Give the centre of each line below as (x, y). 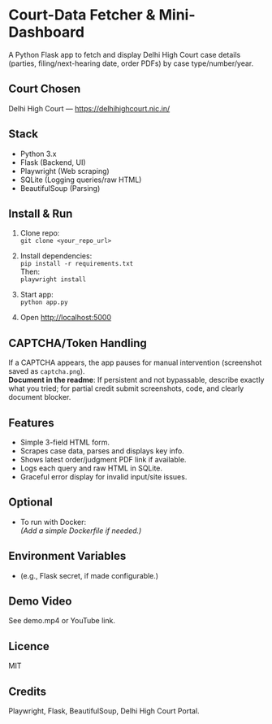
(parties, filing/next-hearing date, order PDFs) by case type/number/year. (131, 63)
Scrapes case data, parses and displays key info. (102, 451)
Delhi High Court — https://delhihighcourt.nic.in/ (89, 108)
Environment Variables (67, 556)
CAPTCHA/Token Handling (78, 343)
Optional (30, 503)
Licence (29, 646)
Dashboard (47, 32)
